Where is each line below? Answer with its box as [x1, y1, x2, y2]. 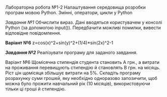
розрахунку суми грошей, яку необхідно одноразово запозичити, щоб [5, 75, 157, 81]
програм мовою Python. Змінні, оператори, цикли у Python [5, 10, 133, 16]
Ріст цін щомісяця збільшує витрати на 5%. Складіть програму [5, 70, 141, 76]
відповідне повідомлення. [5, 30, 62, 36]
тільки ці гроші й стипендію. [5, 86, 66, 92]
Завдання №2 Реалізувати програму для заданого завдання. [5, 50, 138, 55]
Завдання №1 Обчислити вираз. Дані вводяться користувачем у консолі [5, 20, 162, 25]
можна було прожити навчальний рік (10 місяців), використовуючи [5, 80, 150, 86]
